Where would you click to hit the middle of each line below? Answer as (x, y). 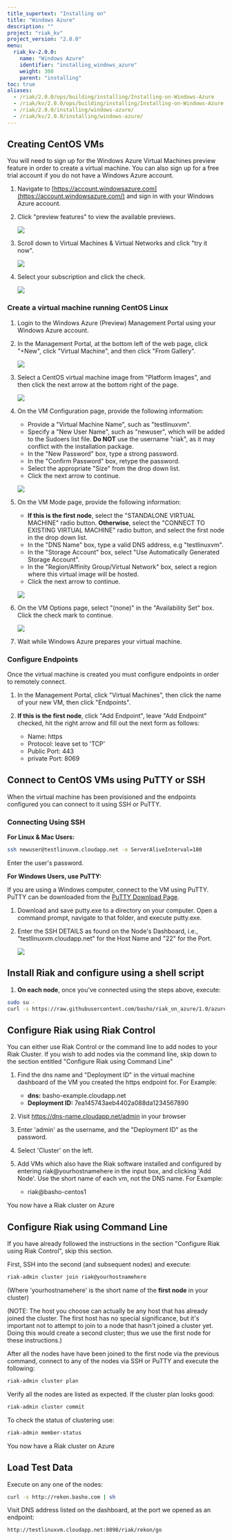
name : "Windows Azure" (52, 59)
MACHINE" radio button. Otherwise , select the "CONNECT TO (116, 523)
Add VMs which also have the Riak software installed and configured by (119, 1164)
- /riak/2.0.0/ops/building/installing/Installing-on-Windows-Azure (114, 97)
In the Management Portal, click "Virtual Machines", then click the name (119, 695)
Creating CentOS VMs (56, 145)
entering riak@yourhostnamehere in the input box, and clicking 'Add (114, 1171)
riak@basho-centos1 (57, 1192)
